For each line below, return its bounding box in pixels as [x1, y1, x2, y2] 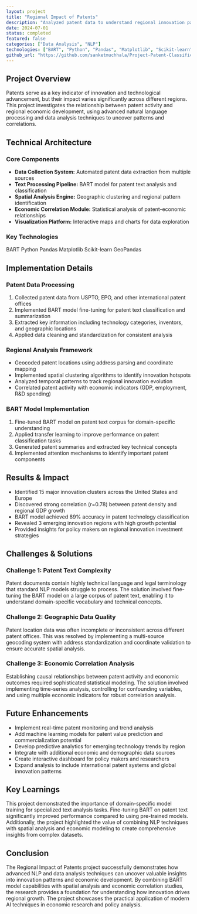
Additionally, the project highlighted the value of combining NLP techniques [6, 818, 189, 826]
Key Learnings [6, 785, 60, 794]
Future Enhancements [6, 708, 89, 718]
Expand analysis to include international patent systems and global [14, 761, 176, 768]
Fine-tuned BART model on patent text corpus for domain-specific [14, 418, 175, 425]
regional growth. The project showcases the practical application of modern [6, 895, 189, 902]
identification [14, 200, 47, 207]
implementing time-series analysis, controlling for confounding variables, [6, 685, 183, 692]
